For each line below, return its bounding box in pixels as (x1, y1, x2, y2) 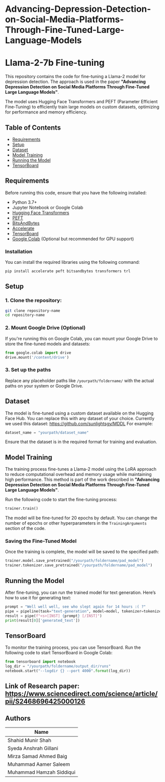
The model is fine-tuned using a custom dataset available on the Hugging (5, 410, 154, 416)
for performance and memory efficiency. (5, 109, 87, 115)
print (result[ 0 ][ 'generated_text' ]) (5, 618, 80, 623)
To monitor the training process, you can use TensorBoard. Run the (5, 644, 141, 650)
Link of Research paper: (5, 682, 80, 691)
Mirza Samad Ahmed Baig (7, 753, 67, 760)
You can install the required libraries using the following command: (5, 259, 140, 265)
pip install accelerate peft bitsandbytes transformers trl (5, 269, 131, 274)
